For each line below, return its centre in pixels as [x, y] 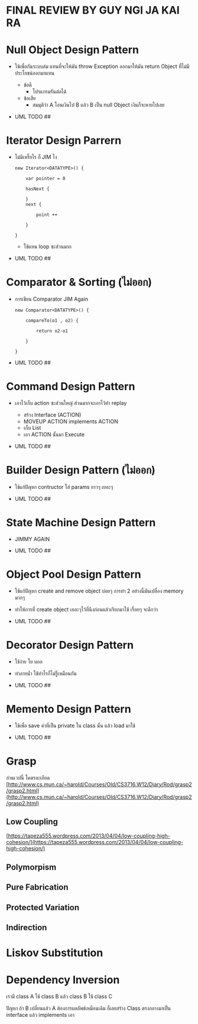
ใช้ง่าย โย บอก [28, 661]
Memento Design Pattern [69, 709]
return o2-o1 [52, 331]
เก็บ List [32, 427]
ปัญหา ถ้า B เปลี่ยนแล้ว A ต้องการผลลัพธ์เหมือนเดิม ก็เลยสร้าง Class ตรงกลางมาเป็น [89, 1008]
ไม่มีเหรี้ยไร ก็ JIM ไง [36, 157]
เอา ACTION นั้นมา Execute [54, 434]
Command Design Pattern [71, 387]
